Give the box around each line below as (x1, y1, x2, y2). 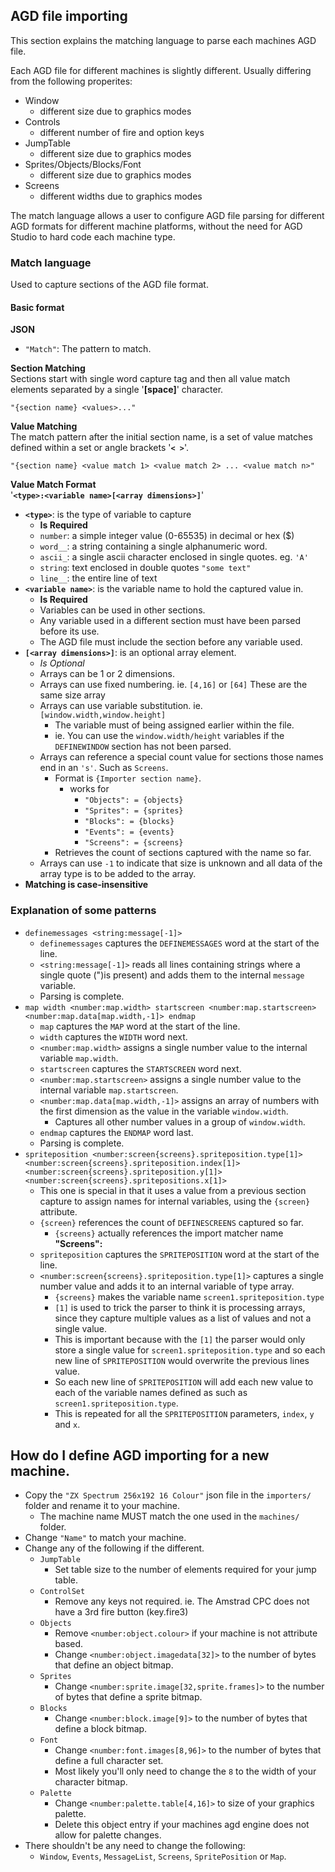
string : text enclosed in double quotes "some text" (39, 562, 252, 574)
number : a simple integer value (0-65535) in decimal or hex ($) (39, 530, 295, 542)
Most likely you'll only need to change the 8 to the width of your (54, 1765, 317, 1778)
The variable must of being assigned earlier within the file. (54, 719, 295, 731)
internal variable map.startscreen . (39, 1084, 179, 1096)
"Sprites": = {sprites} (84, 806, 184, 816)
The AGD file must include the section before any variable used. (39, 636, 303, 648)
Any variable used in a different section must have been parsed (39, 615, 302, 627)
